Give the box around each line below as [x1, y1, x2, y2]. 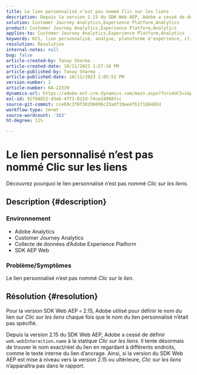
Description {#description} [6, 197, 107, 207]
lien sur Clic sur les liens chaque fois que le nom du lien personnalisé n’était [6, 313, 189, 320]
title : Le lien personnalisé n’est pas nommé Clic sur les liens [6, 8, 169, 15]
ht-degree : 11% [6, 118, 43, 124]
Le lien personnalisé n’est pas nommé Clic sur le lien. [6, 275, 134, 282]
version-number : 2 [6, 80, 51, 86]
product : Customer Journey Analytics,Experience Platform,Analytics [6, 25, 177, 31]
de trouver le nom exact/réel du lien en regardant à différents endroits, [6, 343, 176, 350]
